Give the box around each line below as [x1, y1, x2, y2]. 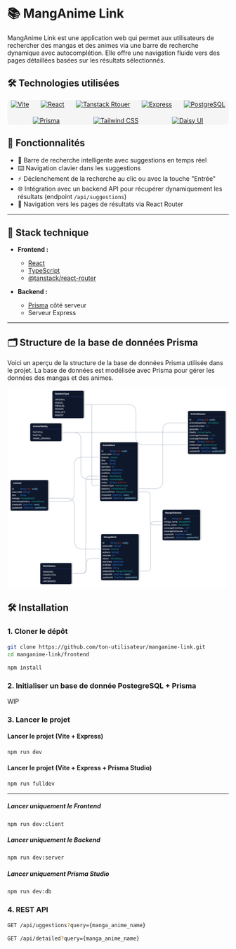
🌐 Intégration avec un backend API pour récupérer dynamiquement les [17, 184, 223, 193]
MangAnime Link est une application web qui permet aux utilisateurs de [7, 33, 214, 42]
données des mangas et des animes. [7, 374, 114, 382]
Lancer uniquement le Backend [7, 836, 100, 844]
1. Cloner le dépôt [7, 627, 68, 637]
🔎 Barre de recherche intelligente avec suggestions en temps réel [17, 155, 207, 164]
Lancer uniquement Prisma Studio [7, 870, 110, 878]
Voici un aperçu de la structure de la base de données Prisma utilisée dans [7, 359, 223, 367]
